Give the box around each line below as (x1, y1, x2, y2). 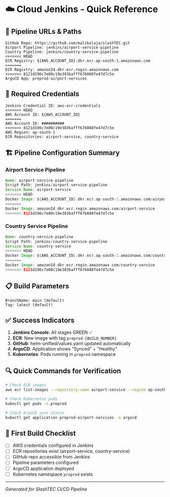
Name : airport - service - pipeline (5, 178, 73, 183)
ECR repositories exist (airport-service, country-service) (12, 448, 130, 454)
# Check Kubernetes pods (5, 396, 58, 401)
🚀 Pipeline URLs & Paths (5, 27, 82, 35)
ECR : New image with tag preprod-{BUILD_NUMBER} (12, 335, 117, 341)
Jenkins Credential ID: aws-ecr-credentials (5, 103, 101, 108)
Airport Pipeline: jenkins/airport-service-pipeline (5, 45, 119, 50)
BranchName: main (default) (5, 298, 65, 303)
